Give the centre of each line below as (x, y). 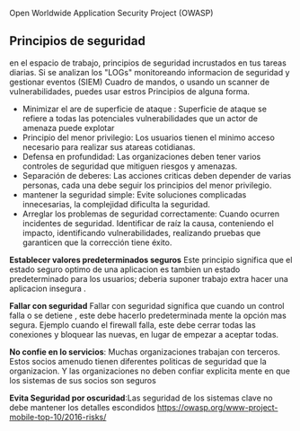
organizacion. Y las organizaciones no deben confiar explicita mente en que (150, 371)
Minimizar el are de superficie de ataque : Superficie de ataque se (145, 109)
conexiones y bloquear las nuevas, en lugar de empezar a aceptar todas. (144, 334)
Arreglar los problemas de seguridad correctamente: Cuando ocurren (151, 214)
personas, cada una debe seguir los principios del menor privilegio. (147, 185)
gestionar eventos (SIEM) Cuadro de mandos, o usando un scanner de (140, 82)
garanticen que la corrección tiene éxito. (97, 242)
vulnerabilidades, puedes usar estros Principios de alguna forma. (129, 91)
